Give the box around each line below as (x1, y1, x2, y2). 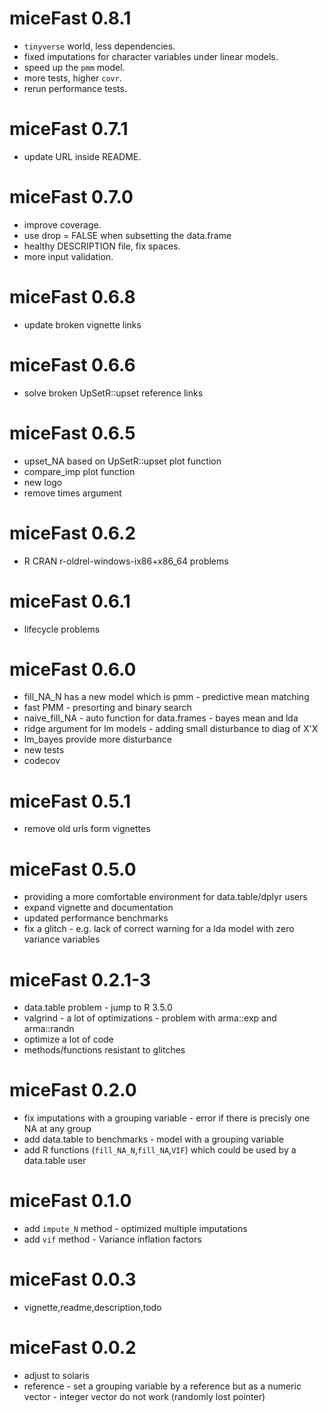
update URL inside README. (23, 150, 142, 162)
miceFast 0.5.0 (9, 858, 137, 881)
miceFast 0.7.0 (9, 186, 134, 209)
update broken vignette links (23, 318, 142, 331)
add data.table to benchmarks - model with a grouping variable (23, 1133, 285, 1146)
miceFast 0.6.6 (9, 353, 136, 376)
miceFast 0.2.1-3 (9, 968, 152, 991)
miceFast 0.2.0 (9, 1079, 137, 1102)
